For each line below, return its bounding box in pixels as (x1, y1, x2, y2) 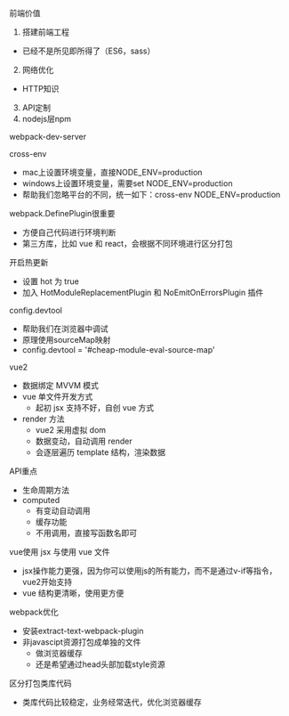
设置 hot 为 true (21, 276, 80, 287)
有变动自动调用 (35, 506, 91, 516)
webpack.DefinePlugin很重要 (9, 208, 116, 218)
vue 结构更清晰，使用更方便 (21, 588, 124, 598)
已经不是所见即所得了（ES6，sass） (21, 45, 156, 56)
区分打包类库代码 (9, 678, 72, 688)
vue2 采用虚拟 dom (35, 425, 107, 435)
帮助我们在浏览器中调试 (21, 323, 108, 334)
